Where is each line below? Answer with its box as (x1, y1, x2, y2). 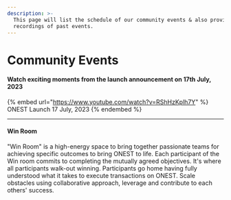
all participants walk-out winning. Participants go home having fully (7, 164, 197, 172)
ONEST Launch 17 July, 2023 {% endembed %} (7, 105, 142, 113)
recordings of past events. (13, 23, 94, 29)
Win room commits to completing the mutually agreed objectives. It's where (7, 157, 221, 165)
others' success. (7, 186, 54, 194)
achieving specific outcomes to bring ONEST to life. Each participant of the (7, 149, 220, 158)
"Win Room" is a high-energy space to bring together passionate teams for (7, 142, 220, 151)
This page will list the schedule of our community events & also (13, 16, 208, 23)
